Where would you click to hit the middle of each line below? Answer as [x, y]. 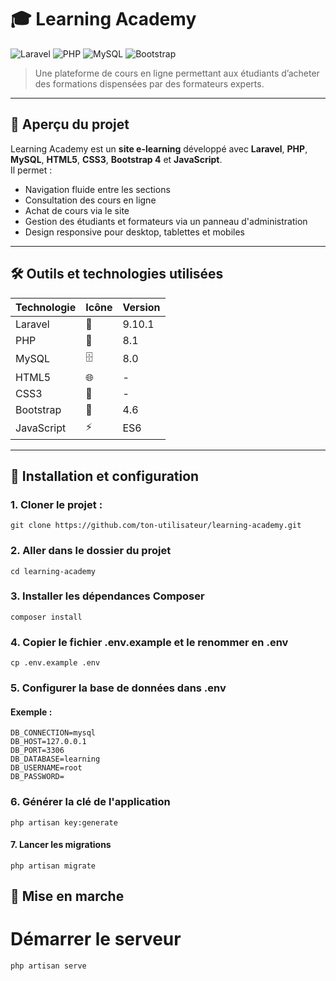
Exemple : [31, 712]
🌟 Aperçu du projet [70, 124]
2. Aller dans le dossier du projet [91, 551]
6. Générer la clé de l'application [90, 802]
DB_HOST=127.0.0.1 [48, 742]
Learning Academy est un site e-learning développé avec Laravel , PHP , [159, 148]
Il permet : [31, 170]
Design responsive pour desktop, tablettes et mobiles [134, 232]
